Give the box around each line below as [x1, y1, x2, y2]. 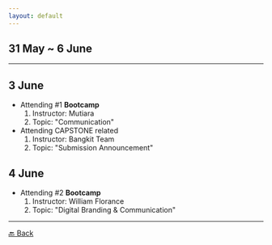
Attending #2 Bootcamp [19, 188, 101, 198]
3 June [8, 78, 45, 92]
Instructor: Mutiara [32, 108, 95, 118]
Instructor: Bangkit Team [32, 134, 115, 144]
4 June [8, 167, 45, 180]
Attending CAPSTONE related [19, 126, 119, 136]
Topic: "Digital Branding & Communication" [32, 205, 176, 215]
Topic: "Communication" [32, 117, 115, 127]
